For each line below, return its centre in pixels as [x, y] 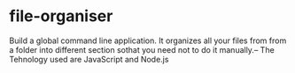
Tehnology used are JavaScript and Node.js [89, 59]
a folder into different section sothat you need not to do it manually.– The [142, 49]
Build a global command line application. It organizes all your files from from [148, 40]
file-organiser [61, 16]
